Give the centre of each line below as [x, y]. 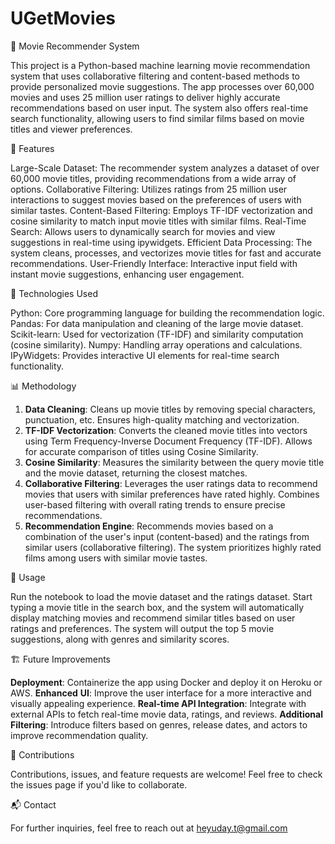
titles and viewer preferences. [71, 129]
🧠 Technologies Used [54, 293]
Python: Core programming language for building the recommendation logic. [167, 313]
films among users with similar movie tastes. [116, 558]
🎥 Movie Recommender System [75, 46]
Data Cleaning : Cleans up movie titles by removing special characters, [170, 409]
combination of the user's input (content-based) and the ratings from [167, 536]
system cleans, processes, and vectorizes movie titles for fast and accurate [166, 253]
